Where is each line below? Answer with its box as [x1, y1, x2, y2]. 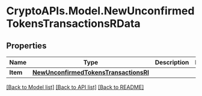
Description [155, 58, 189, 66]
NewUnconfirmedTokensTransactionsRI [32, 69, 149, 76]
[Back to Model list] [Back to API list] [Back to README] [6, 83, 144, 91]
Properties [6, 41, 47, 51]
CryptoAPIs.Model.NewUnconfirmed [6, 4, 195, 18]
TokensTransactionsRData [6, 17, 141, 30]
